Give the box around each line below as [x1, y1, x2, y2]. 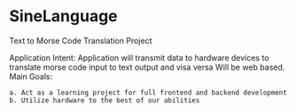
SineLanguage [9, 6, 118, 26]
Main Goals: [9, 71, 53, 81]
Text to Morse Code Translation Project [9, 35, 152, 46]
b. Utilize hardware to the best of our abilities [9, 95, 200, 105]
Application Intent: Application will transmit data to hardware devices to [9, 52, 269, 63]
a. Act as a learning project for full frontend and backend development [9, 88, 288, 97]
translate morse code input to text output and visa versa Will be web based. [9, 62, 285, 72]
